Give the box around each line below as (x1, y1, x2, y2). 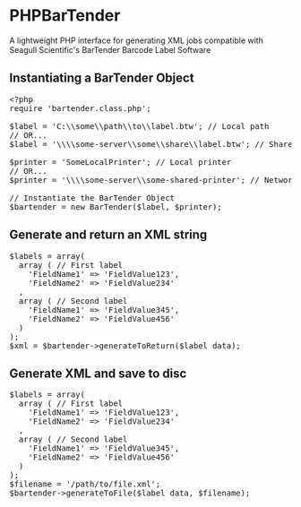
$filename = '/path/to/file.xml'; (9, 479, 161, 489)
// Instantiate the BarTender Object (9, 193, 176, 202)
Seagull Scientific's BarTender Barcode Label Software (9, 44, 211, 55)
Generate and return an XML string (9, 228, 208, 243)
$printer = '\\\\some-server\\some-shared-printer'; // (9, 175, 260, 185)
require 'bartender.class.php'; (9, 103, 151, 113)
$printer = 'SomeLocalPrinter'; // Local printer (9, 157, 232, 167)
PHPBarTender (9, 5, 121, 26)
